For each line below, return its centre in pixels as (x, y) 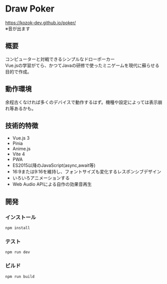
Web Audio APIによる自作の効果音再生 (52, 184)
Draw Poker (30, 9)
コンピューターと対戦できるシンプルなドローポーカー (60, 59)
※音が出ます (18, 29)
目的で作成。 (18, 71)
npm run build (20, 276)
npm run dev (18, 252)
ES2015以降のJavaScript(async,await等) (54, 165)
